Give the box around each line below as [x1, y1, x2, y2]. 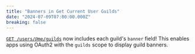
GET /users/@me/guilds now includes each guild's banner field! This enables [6, 35, 190, 42]
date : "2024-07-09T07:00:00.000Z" [6, 14, 91, 20]
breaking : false [6, 19, 46, 25]
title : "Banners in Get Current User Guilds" [6, 8, 120, 15]
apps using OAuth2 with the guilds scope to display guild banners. [6, 41, 168, 48]
